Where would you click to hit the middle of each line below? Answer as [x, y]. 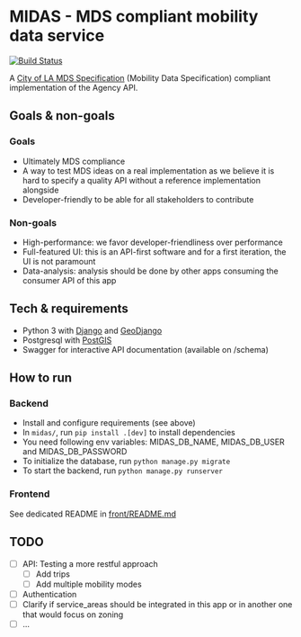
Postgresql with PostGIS [67, 340]
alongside [40, 190]
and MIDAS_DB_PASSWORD [75, 452]
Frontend [30, 494]
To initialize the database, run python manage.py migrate [126, 462]
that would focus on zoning [73, 615]
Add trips [53, 574]
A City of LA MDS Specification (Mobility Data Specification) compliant [140, 77]
